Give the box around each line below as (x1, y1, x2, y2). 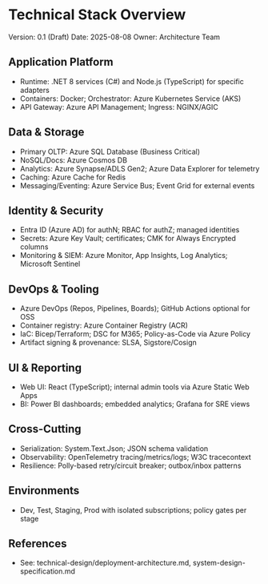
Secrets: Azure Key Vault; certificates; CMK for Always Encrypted (19, 234, 236, 244)
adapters (19, 85, 50, 95)
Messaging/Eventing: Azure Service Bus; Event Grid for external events (19, 180, 255, 190)
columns (19, 242, 49, 252)
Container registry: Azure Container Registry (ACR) (19, 320, 188, 330)
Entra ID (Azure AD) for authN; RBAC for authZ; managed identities (19, 225, 240, 235)
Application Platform (8, 55, 114, 69)
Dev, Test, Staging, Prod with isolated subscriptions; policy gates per (19, 505, 247, 514)
